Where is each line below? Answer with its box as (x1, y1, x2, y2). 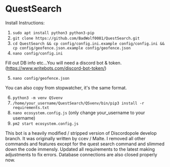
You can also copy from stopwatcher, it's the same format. (5, 84, 127, 91)
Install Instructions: (5, 20, 45, 26)
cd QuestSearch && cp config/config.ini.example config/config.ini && (12, 41, 165, 46)
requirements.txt (12, 105, 50, 110)
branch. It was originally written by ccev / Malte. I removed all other (5, 135, 146, 141)
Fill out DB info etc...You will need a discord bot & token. (5, 60, 122, 66)
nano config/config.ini (12, 51, 63, 56)
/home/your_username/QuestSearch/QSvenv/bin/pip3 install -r (12, 100, 145, 106)
